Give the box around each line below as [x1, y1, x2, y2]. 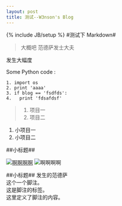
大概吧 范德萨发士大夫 [20, 44, 75, 51]
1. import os [6, 79, 38, 86]
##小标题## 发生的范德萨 [6, 171, 68, 178]
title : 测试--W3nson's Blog [6, 14, 74, 20]
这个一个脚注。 [6, 179, 43, 186]
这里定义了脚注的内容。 [6, 194, 63, 201]
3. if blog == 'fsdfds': [6, 90, 68, 96]
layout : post [6, 8, 38, 15]
